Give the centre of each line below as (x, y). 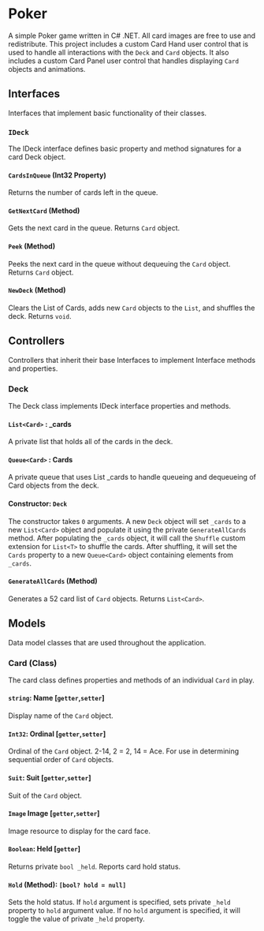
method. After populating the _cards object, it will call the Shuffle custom (127, 538)
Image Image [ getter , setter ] (54, 813)
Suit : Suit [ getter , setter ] (50, 777)
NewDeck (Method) (37, 290)
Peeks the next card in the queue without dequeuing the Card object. (119, 264)
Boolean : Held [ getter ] (45, 849)
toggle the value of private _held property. (77, 919)
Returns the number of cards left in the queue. (83, 193)
